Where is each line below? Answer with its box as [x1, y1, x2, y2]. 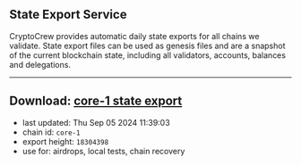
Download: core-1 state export [9, 94, 183, 109]
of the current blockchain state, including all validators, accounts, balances [9, 49, 287, 61]
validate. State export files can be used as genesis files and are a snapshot [9, 40, 286, 51]
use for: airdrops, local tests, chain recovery [21, 145, 185, 156]
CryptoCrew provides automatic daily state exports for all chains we [9, 30, 260, 41]
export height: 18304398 [21, 136, 109, 146]
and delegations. [9, 59, 72, 70]
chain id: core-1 [21, 127, 81, 137]
